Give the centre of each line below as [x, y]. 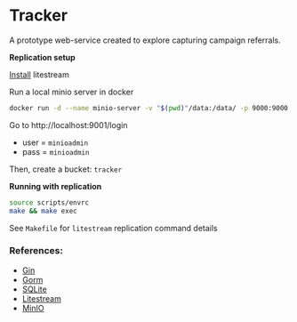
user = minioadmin [55, 142]
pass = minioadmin [56, 151]
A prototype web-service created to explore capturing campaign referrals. [145, 40]
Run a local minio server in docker [72, 92]
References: [36, 251]
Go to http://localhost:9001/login [68, 125]
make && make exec [43, 211]
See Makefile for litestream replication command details [113, 228]
